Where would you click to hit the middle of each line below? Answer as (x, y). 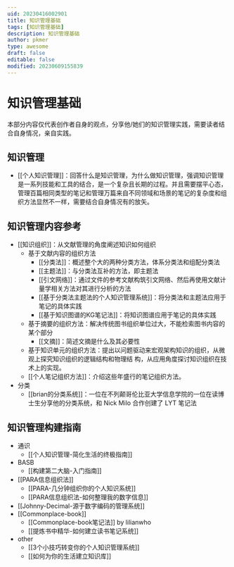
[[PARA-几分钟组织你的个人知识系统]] (82, 488)
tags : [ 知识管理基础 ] (36, 27)
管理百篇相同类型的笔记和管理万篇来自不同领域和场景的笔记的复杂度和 (119, 193)
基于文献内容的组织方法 (62, 254)
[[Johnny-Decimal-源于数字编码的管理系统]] (81, 506)
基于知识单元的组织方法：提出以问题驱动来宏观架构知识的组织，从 (123, 350)
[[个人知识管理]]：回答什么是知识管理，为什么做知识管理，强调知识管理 (121, 175)
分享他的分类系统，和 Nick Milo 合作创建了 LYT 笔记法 (118, 403)
